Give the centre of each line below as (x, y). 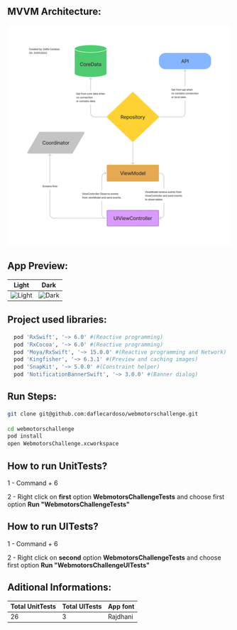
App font (121, 607)
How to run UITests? (53, 527)
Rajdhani (120, 617)
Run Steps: (32, 397)
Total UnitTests (33, 607)
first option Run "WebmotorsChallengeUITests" (79, 565)
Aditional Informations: (60, 588)
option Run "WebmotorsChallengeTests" (68, 504)
